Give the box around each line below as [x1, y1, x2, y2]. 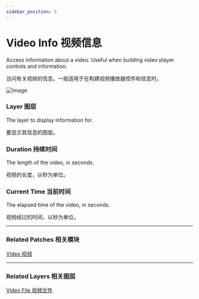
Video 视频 [6, 250, 33, 257]
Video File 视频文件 [6, 287, 53, 294]
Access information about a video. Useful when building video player [6, 56, 175, 63]
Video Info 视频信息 [6, 36, 102, 49]
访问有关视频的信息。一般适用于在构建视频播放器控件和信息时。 [6, 75, 162, 82]
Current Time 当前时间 [6, 188, 71, 196]
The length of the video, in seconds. [6, 159, 95, 166]
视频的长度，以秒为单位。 [6, 171, 69, 178]
